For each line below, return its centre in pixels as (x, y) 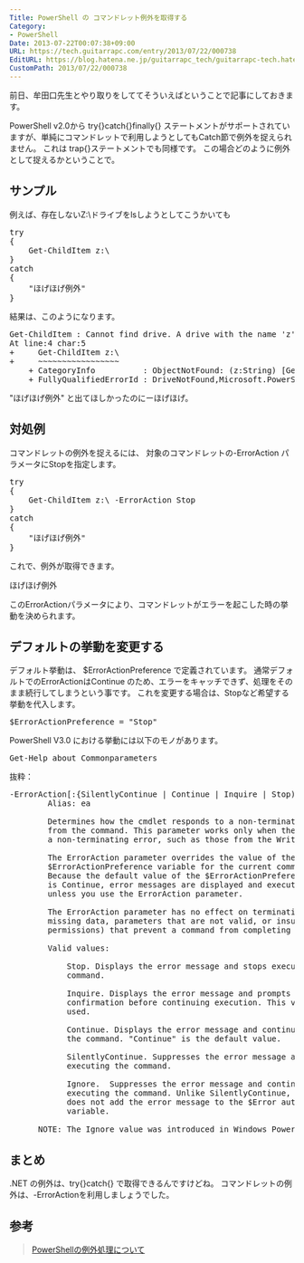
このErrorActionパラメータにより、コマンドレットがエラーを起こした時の (145, 604)
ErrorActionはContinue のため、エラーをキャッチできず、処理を (159, 682)
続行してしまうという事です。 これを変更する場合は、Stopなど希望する (157, 693)
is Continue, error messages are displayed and (155, 885)
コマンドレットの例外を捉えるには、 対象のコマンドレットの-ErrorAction (144, 453)
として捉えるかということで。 (65, 159)
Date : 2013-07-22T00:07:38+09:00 (72, 43)
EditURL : (26, 60)
